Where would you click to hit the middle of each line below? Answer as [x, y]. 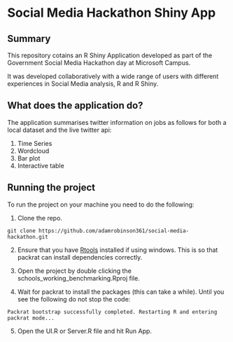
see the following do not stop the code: [74, 299]
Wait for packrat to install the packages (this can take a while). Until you [121, 292]
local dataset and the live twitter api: [59, 130]
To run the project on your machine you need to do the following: [101, 205]
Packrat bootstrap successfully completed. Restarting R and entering [112, 312]
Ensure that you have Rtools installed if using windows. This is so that [118, 250]
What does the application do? [75, 106]
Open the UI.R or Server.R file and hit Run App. [85, 331]
